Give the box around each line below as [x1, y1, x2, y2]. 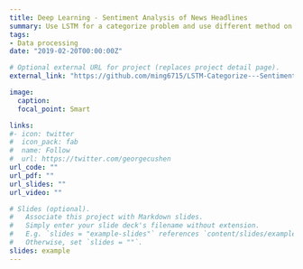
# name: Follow [9, 146, 70, 155]
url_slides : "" [9, 180, 67, 189]
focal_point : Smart [17, 105, 91, 114]
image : [9, 88, 34, 97]
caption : [17, 96, 50, 105]
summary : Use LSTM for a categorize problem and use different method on [9, 22, 293, 31]
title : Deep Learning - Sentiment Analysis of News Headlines [9, 13, 248, 23]
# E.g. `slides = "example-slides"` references [9, 229, 200, 239]
